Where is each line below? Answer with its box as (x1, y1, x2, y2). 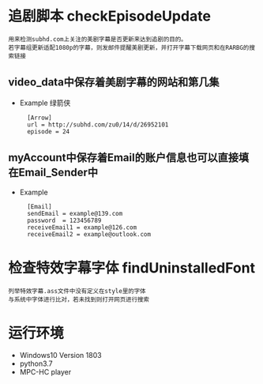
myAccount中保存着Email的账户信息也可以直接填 (8, 151, 250, 164)
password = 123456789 (27, 216, 102, 224)
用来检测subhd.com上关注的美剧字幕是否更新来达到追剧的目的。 (8, 35, 187, 43)
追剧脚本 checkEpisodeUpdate (8, 7, 212, 25)
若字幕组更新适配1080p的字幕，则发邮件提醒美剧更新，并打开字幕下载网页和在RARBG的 (8, 43, 250, 51)
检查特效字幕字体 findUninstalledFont (8, 258, 255, 277)
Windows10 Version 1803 (19, 351, 102, 360)
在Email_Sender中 (8, 166, 99, 179)
